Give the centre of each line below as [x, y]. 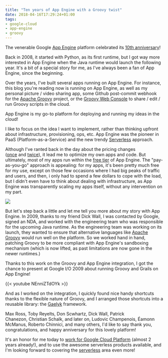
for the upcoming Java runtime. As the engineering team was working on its [83, 227]
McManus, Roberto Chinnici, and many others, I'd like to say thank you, [79, 324]
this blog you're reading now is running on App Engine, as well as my [76, 88]
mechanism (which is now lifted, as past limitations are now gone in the [79, 248]
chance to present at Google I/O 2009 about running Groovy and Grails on [82, 268]
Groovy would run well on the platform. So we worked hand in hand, [75, 238]
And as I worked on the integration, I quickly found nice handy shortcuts [80, 293]
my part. [14, 192]
